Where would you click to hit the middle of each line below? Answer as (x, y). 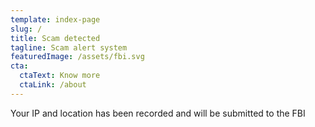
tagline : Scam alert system (69, 47)
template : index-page (55, 19)
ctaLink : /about (53, 85)
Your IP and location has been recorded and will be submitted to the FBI (158, 113)
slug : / (26, 29)
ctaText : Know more (60, 76)
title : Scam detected (55, 38)
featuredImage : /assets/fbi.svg (77, 57)
